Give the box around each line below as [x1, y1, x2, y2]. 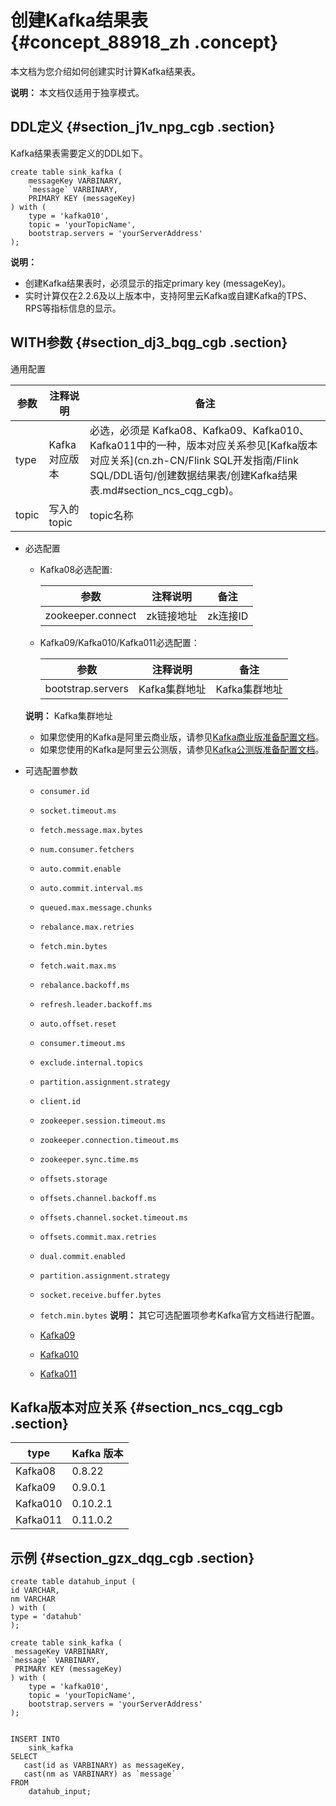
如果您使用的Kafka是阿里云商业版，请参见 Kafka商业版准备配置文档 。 [39, 731, 325, 743]
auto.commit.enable [39, 864, 122, 874]
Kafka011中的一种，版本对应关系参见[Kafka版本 [89, 438, 318, 452]
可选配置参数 [24, 764, 78, 776]
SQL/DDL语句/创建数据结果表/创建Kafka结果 [89, 468, 298, 482]
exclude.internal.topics [39, 1057, 144, 1068]
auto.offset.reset [39, 1019, 117, 1029]
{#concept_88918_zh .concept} [10, 31, 279, 54]
